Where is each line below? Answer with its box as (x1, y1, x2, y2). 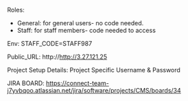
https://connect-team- (45, 79, 110, 87)
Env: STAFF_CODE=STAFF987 (7, 40, 93, 47)
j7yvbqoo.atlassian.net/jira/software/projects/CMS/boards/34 (7, 87, 182, 94)
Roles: (7, 6, 25, 14)
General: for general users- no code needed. (16, 19, 144, 27)
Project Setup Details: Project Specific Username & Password (7, 66, 180, 74)
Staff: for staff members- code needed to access (16, 27, 156, 34)
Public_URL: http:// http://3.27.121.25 (7, 53, 108, 61)
